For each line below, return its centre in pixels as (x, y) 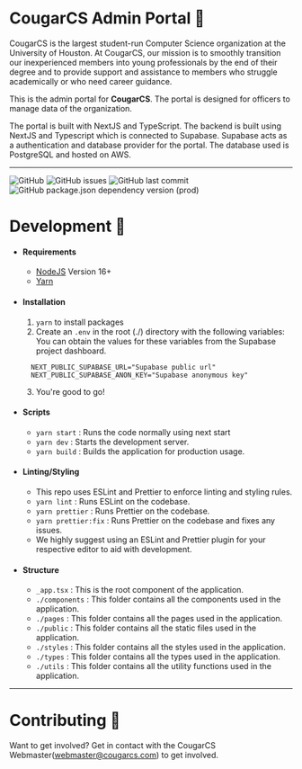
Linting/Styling (51, 472)
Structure (41, 569)
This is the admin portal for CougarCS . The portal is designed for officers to (150, 99)
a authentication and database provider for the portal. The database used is (149, 145)
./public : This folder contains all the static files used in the (146, 628)
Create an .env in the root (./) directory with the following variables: (160, 331)
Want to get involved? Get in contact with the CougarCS (112, 746)
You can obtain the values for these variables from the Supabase (156, 341)
